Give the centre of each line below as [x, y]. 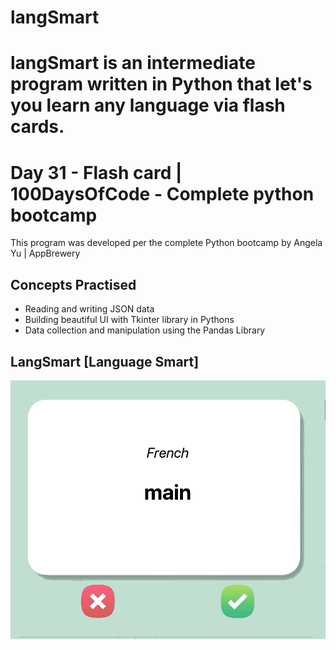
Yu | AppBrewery [45, 253]
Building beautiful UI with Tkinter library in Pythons [129, 320]
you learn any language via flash [148, 105]
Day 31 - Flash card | [96, 172]
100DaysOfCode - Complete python [162, 193]
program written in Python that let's [161, 84]
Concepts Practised [73, 284]
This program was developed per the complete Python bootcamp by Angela [166, 243]
